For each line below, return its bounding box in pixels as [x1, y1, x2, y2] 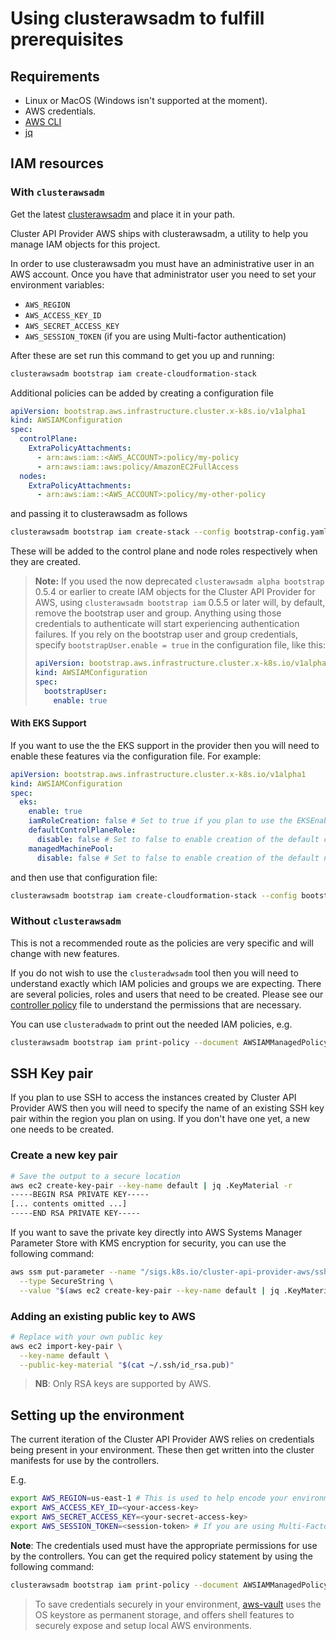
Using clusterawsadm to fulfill [10, 7, 265, 30]
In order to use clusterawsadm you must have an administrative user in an [10, 257, 315, 269]
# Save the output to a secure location [10, 1171, 182, 1181]
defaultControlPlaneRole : [28, 825, 137, 836]
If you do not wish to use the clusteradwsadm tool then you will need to [10, 967, 299, 979]
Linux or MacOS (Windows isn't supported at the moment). [24, 95, 268, 106]
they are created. [10, 556, 81, 568]
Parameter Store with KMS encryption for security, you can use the [10, 1237, 287, 1249]
